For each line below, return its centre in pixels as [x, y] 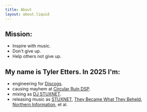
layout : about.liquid [27, 14]
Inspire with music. [31, 46]
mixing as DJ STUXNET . [37, 94]
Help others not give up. [37, 56]
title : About [18, 10]
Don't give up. [26, 51]
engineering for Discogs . [37, 84]
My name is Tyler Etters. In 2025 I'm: [63, 72]
